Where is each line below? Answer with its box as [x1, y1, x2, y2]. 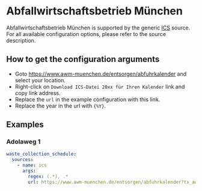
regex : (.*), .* [28, 173, 69, 180]
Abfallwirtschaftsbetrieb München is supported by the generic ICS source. [6, 24, 191, 31]
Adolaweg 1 [6, 138, 41, 146]
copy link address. [14, 89, 61, 97]
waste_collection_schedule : [6, 151, 77, 157]
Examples [6, 120, 44, 130]
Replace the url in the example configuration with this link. [14, 95, 161, 103]
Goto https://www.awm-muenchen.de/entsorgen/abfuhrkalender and [14, 70, 187, 77]
